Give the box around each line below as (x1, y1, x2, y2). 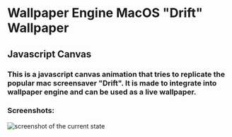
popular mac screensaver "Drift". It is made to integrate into (7, 78, 217, 88)
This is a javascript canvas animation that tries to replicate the (7, 69, 225, 79)
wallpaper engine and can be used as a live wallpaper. (7, 87, 197, 97)
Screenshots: (7, 106, 55, 116)
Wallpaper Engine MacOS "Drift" (7, 5, 203, 21)
